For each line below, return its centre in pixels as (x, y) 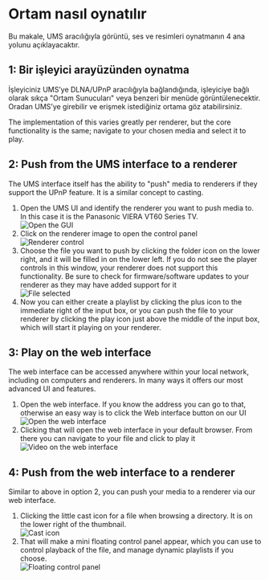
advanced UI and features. (52, 389)
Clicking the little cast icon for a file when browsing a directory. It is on (136, 516)
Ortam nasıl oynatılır (77, 14)
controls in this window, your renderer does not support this (119, 268)
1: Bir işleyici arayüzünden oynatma (99, 70)
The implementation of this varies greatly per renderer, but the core (120, 122)
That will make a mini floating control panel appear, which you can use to (141, 541)
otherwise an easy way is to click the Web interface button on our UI (133, 413)
